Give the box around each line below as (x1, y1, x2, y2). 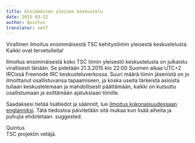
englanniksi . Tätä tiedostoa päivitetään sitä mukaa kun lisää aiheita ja (6, 107, 172, 114)
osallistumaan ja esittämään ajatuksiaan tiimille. (6, 89, 120, 96)
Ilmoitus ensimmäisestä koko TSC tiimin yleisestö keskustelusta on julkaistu (6, 58, 188, 65)
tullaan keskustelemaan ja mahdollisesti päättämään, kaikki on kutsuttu (6, 83, 176, 90)
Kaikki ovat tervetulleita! (6, 47, 64, 54)
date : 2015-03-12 (6, 14, 48, 20)
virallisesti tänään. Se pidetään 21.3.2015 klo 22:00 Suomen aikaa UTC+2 (6, 65, 182, 72)
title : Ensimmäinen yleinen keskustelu (6, 8, 103, 15)
